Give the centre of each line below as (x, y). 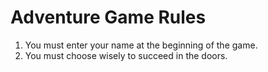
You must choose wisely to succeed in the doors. (126, 55)
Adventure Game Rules (108, 17)
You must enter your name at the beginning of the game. (141, 45)
